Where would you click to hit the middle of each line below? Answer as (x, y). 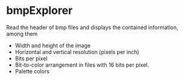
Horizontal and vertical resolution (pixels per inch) (77, 52)
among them (22, 33)
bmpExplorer (40, 11)
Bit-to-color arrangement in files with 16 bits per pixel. (82, 65)
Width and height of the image (53, 45)
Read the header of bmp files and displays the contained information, (92, 27)
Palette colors (32, 71)
